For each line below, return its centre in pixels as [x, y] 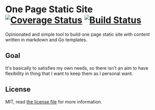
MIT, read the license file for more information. [54, 102]
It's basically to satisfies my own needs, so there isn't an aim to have [77, 68]
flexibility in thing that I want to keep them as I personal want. [69, 73]
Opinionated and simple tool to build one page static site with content [78, 34]
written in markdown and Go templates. [46, 40]
